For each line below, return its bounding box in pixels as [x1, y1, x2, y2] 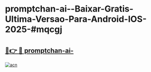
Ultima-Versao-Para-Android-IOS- [5, 14, 147, 25]
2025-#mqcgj [5, 24, 63, 35]
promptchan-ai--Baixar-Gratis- [5, 3, 134, 14]
